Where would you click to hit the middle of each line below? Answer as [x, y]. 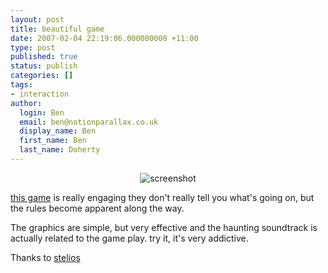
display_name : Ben [58, 131]
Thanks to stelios [45, 257]
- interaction [40, 94]
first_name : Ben [53, 141]
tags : [21, 85]
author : [26, 103]
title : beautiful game [57, 29]
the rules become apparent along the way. [97, 208]
